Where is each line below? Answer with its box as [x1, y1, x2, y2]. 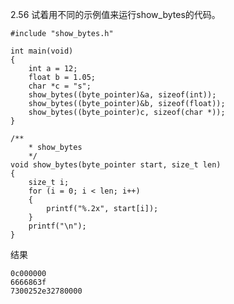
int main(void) [10, 46, 74, 56]
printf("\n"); [28, 221, 87, 231]
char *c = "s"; [28, 81, 92, 91]
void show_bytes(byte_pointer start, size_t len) [10, 160, 222, 170]
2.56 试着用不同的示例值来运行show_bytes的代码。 [10, 9, 221, 20]
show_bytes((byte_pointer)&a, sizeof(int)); [28, 90, 217, 100]
